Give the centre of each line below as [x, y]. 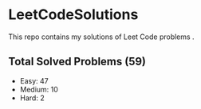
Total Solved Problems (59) [77, 62]
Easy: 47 [34, 80]
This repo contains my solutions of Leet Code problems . [101, 37]
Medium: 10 [39, 89]
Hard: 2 [32, 98]
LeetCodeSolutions [73, 15]
